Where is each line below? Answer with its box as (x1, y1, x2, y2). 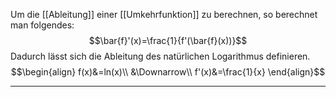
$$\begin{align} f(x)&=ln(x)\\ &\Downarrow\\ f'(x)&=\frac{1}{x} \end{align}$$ (10, 66, 326, 78)
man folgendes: (10, 19, 75, 31)
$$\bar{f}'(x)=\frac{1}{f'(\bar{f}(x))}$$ (88, 35, 248, 46)
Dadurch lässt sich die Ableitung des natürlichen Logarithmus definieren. (10, 50, 311, 62)
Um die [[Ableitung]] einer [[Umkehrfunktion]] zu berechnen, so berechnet (10, 9, 318, 20)
